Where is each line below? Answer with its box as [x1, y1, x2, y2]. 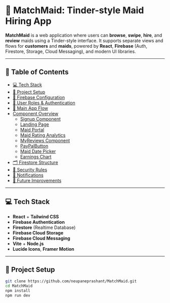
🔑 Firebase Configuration [12, 94, 65, 100]
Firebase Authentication [12, 219, 65, 225]
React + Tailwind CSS [12, 213, 59, 220]
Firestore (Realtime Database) [12, 224, 76, 230]
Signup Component [20, 116, 61, 122]
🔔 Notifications [12, 172, 44, 178]
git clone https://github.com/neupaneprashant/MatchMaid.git [5, 279, 137, 284]
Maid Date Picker [20, 148, 56, 154]
